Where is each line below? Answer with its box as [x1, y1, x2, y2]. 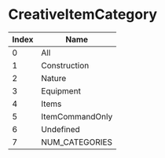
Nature [41, 72, 67, 83]
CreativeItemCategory [8, 6, 158, 24]
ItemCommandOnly [41, 111, 113, 122]
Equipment [41, 85, 81, 96]
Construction [41, 60, 90, 71]
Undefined [41, 123, 80, 134]
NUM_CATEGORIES [41, 136, 112, 147]
